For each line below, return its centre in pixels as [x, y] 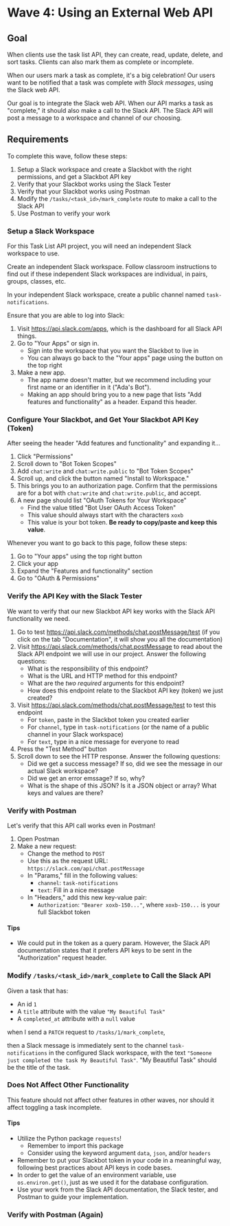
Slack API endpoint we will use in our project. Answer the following [111, 654]
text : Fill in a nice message [76, 890]
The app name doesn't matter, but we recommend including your [119, 380]
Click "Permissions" [45, 456]
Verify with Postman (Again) [55, 1214]
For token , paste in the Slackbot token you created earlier [108, 719]
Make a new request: [47, 846]
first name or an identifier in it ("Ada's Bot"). [89, 388]
